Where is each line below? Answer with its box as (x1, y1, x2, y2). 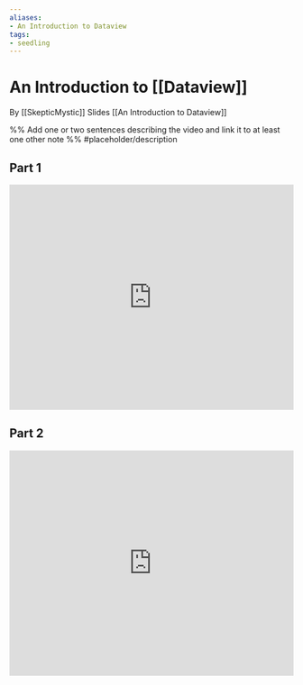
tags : (9, 30, 30, 39)
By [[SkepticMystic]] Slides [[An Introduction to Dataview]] (9, 107, 227, 118)
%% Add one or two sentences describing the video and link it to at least (9, 124, 280, 135)
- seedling (9, 38, 50, 48)
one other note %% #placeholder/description (9, 134, 178, 145)
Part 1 (9, 160, 42, 176)
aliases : (9, 13, 42, 23)
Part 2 (9, 425, 44, 442)
